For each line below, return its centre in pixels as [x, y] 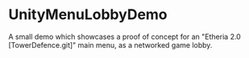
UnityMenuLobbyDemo [88, 15]
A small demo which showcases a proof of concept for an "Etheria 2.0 [125, 37]
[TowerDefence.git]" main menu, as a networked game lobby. [110, 44]
